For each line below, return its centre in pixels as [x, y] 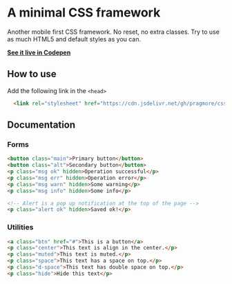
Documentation [41, 125]
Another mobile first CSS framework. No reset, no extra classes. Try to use [113, 32]
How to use [32, 74]
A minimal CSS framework [84, 13]
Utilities [20, 227]
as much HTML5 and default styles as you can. [74, 39]
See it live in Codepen [39, 52]
